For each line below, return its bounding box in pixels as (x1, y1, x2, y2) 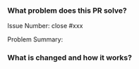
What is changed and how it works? (7, 53, 133, 63)
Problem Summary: (7, 35, 64, 44)
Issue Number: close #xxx (7, 22, 83, 30)
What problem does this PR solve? (7, 6, 127, 15)
